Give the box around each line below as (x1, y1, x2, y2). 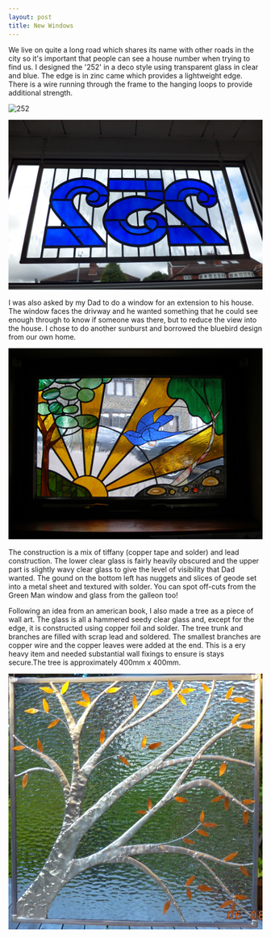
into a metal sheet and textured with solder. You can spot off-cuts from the (8, 581, 256, 591)
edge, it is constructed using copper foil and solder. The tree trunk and (8, 623, 244, 632)
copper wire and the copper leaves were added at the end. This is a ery (8, 640, 246, 650)
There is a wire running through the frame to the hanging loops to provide (8, 79, 252, 89)
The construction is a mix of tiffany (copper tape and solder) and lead (8, 547, 240, 557)
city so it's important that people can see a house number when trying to (8, 53, 251, 63)
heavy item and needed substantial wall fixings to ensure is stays (8, 649, 224, 658)
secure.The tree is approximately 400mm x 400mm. (8, 657, 181, 667)
